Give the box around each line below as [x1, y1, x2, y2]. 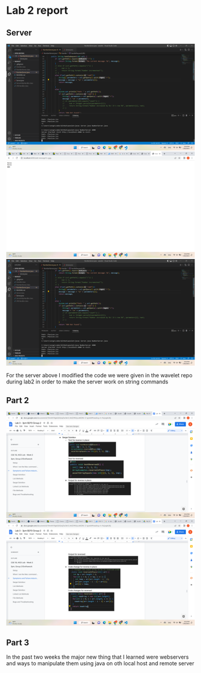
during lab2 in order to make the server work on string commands [6, 378, 169, 385]
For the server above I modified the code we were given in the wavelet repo [6, 371, 193, 379]
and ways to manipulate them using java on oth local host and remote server [6, 660, 194, 667]
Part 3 [6, 638, 29, 648]
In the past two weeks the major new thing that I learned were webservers [6, 653, 189, 661]
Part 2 [6, 395, 29, 406]
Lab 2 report [6, 4, 69, 17]
